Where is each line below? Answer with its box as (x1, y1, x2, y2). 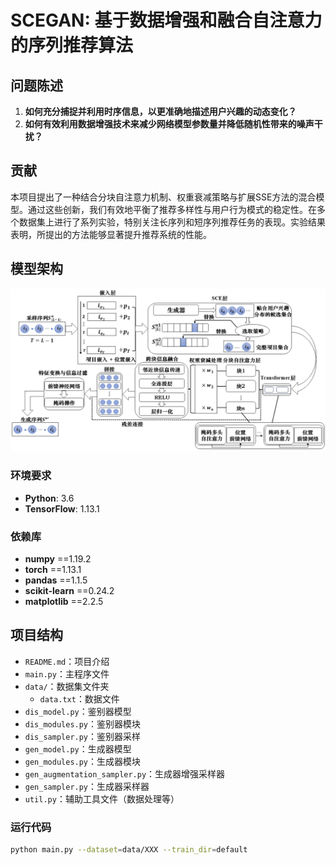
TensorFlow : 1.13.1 (24, 502, 100, 515)
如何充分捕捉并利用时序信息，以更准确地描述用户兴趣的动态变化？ (24, 106, 297, 117)
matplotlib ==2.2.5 (24, 596, 104, 608)
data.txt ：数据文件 (39, 692, 120, 705)
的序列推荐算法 (10, 34, 134, 57)
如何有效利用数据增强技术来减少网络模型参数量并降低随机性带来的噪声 (24, 118, 315, 130)
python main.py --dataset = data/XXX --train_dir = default (10, 845, 248, 855)
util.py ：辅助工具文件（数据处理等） (24, 792, 180, 805)
